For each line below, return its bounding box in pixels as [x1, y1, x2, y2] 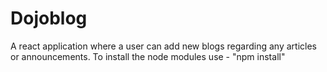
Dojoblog [10, 7, 88, 30]
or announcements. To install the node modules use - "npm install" [10, 50, 286, 62]
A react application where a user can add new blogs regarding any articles [10, 40, 317, 52]
